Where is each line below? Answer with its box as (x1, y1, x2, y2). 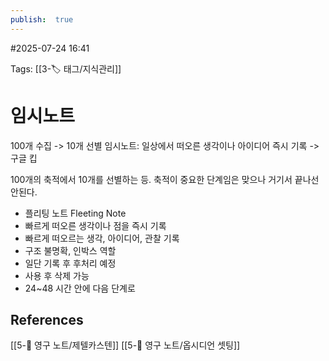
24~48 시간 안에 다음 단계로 (24, 282, 136, 294)
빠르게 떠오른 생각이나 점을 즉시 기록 (24, 219, 167, 231)
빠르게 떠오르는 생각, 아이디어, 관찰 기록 (24, 232, 180, 244)
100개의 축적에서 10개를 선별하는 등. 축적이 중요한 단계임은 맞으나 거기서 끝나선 (10, 173, 320, 185)
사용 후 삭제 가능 (24, 269, 90, 281)
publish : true (10, 14, 74, 25)
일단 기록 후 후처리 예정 (24, 257, 117, 269)
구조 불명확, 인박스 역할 (24, 244, 117, 256)
